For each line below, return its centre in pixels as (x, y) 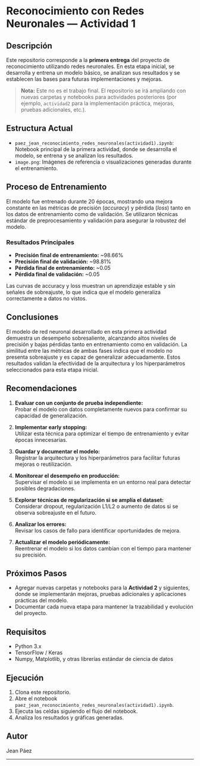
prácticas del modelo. (41, 601)
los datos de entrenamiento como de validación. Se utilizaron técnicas (92, 214)
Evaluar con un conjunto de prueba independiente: (79, 403)
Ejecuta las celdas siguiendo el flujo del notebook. (76, 711)
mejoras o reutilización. (43, 464)
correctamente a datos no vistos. (47, 298)
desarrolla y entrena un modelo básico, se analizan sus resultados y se (93, 73)
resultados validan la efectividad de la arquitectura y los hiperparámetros (96, 363)
